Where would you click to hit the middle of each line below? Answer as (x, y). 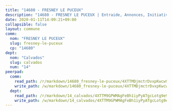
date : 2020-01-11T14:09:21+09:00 (41, 19)
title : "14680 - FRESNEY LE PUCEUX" (44, 10)
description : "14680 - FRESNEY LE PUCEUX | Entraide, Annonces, (75, 15)
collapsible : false (26, 24)
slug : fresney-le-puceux (36, 43)
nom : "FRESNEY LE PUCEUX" (38, 39)
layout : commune (23, 29)
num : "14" (20, 67)
